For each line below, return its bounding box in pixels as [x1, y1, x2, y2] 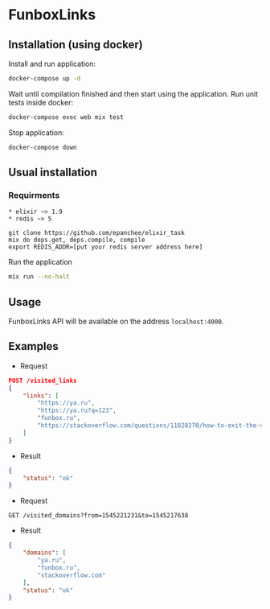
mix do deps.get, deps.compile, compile [8, 236, 146, 245]
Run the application [8, 257, 72, 267]
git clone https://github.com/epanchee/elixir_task [8, 229, 185, 237]
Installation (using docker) [8, 38, 143, 51]
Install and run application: [8, 59, 96, 68]
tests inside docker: [8, 97, 74, 107]
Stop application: [8, 127, 64, 138]
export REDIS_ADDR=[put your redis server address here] [8, 243, 203, 251]
